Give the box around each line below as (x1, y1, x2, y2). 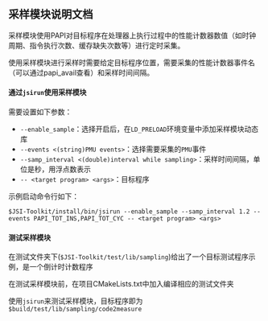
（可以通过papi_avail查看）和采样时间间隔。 (8, 68, 155, 77)
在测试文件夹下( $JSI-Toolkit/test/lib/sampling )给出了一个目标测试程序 (8, 252, 249, 261)
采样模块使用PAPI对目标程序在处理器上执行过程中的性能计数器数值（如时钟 (8, 31, 257, 40)
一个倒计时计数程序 (29, 262, 93, 272)
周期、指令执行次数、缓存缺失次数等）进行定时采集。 (8, 40, 185, 50)
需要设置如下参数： (8, 107, 72, 117)
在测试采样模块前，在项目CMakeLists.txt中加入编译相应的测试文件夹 (8, 279, 234, 289)
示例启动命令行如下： (8, 191, 79, 201)
